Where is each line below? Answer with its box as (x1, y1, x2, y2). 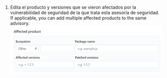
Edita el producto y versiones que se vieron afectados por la (10, 5, 137, 10)
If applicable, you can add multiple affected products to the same (10, 15, 147, 21)
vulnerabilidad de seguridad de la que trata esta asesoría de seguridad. (10, 10, 160, 16)
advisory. (10, 20, 30, 26)
